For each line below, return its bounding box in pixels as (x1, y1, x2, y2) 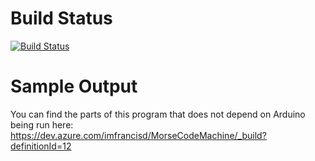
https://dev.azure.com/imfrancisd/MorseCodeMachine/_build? (10, 129, 267, 141)
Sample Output (10, 75, 138, 98)
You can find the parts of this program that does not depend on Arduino (10, 108, 306, 120)
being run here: (10, 118, 74, 131)
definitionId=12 (10, 140, 72, 152)
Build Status (10, 7, 113, 30)
